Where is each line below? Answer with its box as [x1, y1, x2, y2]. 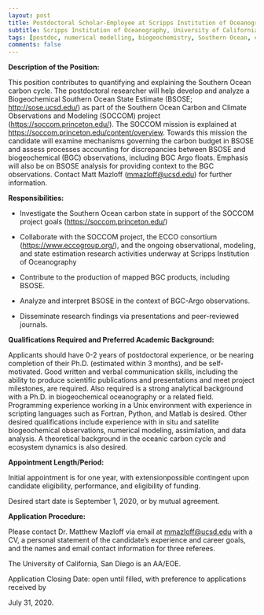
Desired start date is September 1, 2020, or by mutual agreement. [8, 497, 220, 506]
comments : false [8, 41, 61, 49]
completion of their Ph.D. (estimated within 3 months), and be [8, 359, 207, 369]
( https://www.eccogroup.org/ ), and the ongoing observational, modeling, [19, 241, 256, 250]
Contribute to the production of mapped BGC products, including [19, 272, 230, 282]
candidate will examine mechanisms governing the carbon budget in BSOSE [8, 136, 254, 146]
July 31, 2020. [8, 598, 54, 607]
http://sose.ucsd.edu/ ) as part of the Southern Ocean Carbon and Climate [8, 103, 247, 113]
